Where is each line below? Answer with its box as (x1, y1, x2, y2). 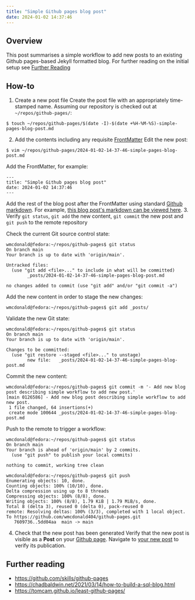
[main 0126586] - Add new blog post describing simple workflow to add (6, 395, 186, 400)
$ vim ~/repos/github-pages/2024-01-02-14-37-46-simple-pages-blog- (6, 148, 178, 154)
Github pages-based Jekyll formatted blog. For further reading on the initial (6, 58, 189, 65)
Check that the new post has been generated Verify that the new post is (14, 529, 190, 536)
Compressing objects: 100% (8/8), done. (6, 493, 107, 499)
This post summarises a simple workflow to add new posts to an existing (6, 51, 183, 59)
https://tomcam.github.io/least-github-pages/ (14, 587, 125, 594)
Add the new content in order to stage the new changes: (6, 293, 143, 300)
